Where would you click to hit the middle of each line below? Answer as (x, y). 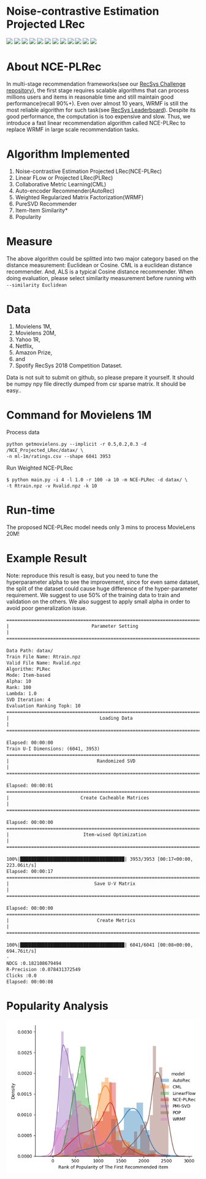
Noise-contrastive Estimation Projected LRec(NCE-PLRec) (89, 171)
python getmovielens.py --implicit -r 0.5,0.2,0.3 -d (77, 444)
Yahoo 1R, (28, 339)
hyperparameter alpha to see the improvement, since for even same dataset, (103, 582)
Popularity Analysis (57, 1006)
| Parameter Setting (72, 626)
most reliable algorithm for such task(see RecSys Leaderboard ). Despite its (101, 110)
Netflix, (24, 346)
